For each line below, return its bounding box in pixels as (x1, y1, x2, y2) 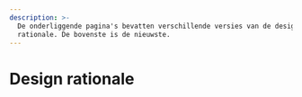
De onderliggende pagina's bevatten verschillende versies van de (17, 22, 271, 31)
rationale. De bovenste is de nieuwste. (17, 30, 171, 39)
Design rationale (9, 68, 135, 89)
